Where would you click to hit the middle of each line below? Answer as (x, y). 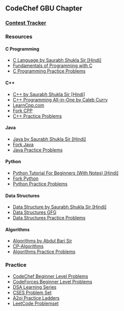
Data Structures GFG (34, 212)
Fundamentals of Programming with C (53, 65)
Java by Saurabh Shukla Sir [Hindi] (49, 139)
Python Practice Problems (40, 184)
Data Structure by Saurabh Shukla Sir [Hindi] (59, 207)
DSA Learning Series (34, 287)
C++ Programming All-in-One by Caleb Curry (60, 100)
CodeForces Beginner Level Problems (53, 281)
